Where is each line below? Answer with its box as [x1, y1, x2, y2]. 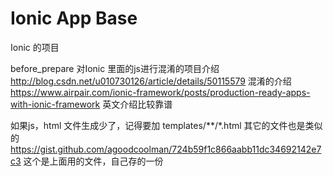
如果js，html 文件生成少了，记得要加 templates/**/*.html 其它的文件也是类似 [10, 119, 323, 131]
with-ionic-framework [10, 98, 101, 110]
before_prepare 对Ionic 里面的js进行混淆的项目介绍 [10, 62, 220, 74]
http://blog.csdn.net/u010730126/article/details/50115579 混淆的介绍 [10, 75, 292, 87]
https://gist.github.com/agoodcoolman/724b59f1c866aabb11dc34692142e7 [10, 143, 322, 155]
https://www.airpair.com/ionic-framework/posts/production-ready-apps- [10, 86, 311, 98]
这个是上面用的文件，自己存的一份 [23, 155, 164, 167]
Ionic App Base [10, 7, 138, 30]
